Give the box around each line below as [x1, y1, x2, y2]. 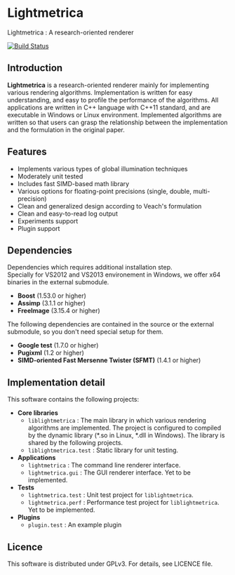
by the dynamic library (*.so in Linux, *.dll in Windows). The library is [27, 431, 225, 439]
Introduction [7, 62, 63, 74]
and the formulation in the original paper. [7, 125, 125, 134]
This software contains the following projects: [7, 395, 140, 404]
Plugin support [17, 224, 60, 232]
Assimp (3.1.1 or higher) [17, 299, 86, 308]
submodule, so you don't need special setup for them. [7, 328, 163, 336]
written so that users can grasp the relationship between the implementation [7, 118, 228, 126]
